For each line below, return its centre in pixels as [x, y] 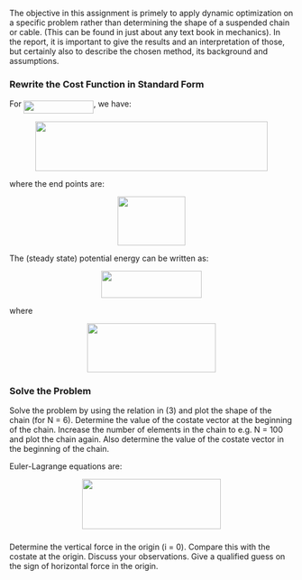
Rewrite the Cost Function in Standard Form [107, 84]
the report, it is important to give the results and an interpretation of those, [147, 41]
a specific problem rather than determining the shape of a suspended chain [150, 23]
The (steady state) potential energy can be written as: [109, 258]
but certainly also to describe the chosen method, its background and [139, 51]
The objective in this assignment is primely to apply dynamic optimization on [151, 13]
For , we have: [71, 104]
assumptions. [34, 61]
